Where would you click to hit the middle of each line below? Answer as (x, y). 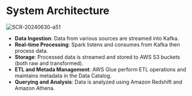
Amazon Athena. (35, 88)
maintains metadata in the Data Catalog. (63, 76)
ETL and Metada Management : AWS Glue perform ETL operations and (100, 69)
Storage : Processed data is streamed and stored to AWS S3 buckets (97, 57)
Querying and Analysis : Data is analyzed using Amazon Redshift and (98, 82)
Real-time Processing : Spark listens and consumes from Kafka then (97, 44)
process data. (31, 50)
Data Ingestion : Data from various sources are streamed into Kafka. (97, 38)
